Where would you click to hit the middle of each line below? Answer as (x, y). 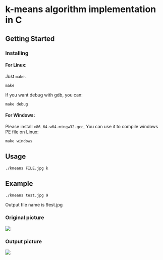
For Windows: (20, 115)
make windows (19, 141)
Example (19, 184)
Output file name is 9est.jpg (34, 204)
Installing (17, 53)
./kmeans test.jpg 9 (27, 195)
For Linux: (16, 65)
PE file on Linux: (22, 132)
